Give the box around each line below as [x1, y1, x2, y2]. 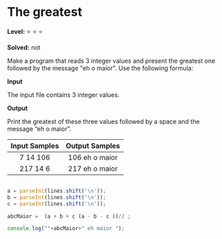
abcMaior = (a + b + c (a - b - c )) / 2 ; [7, 213, 131, 220]
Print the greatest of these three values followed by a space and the [7, 117, 200, 125]
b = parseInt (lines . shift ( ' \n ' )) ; [7, 194, 107, 200]
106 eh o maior [68, 152, 119, 162]
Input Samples [10, 141, 59, 150]
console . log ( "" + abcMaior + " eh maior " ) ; [7, 225, 125, 232]
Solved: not [7, 43, 41, 52]
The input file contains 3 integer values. [7, 90, 120, 98]
